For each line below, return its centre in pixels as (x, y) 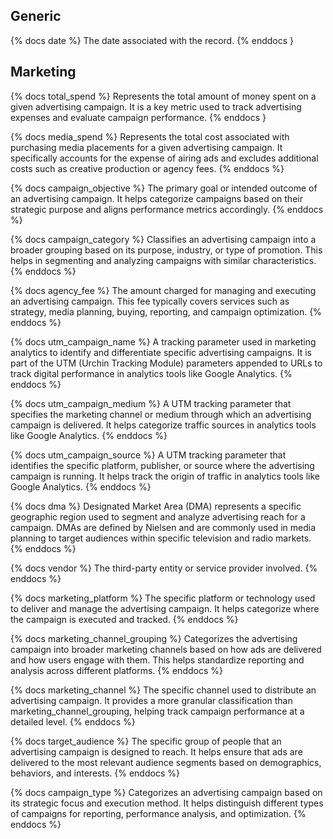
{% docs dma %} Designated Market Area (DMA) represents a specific (156, 506)
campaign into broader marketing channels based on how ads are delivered (166, 649)
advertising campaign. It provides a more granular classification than (151, 700)
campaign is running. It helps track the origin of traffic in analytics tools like (165, 476)
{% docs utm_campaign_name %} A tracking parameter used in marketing (163, 341)
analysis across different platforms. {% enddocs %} (116, 670)
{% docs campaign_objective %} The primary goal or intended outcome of (164, 188)
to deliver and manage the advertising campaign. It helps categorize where (165, 608)
